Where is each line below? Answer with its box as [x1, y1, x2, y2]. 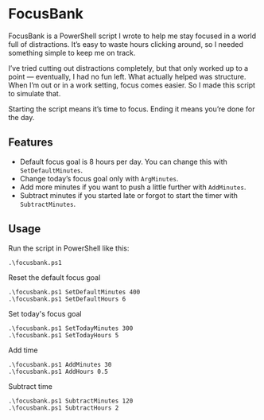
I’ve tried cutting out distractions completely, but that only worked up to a [8, 63, 249, 72]
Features [8, 136, 53, 150]
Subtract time [8, 381, 53, 391]
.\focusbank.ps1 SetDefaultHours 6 [8, 295, 126, 303]
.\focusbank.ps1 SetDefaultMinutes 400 [8, 288, 141, 296]
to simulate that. [8, 88, 61, 98]
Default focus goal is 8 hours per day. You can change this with [19, 157, 228, 166]
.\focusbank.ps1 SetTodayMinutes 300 [8, 324, 134, 332]
